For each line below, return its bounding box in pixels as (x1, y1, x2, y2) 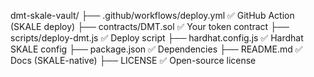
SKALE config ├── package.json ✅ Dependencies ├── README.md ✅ (10, 43, 303, 55)
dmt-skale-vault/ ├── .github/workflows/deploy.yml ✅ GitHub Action (10, 10, 295, 21)
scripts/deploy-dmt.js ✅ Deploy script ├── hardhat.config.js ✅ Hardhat (10, 32, 304, 44)
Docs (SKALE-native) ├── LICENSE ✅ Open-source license (10, 55, 257, 66)
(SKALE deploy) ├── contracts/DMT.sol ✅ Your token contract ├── (10, 21, 290, 32)
